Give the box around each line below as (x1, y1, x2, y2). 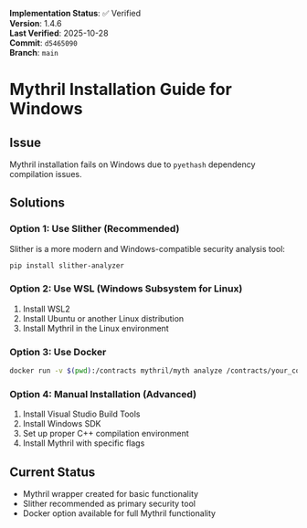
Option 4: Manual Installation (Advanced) (9, 387, 197, 400)
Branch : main (9, 48, 59, 58)
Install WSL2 (22, 303, 70, 314)
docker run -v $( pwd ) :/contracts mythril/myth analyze (9, 366, 223, 375)
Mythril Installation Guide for (9, 79, 233, 100)
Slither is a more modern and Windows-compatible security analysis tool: (9, 243, 286, 254)
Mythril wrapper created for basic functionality (22, 489, 199, 500)
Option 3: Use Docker (9, 345, 107, 358)
